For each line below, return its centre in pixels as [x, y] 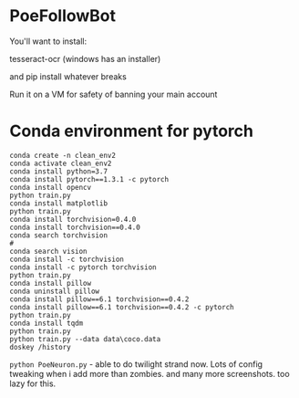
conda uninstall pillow [55, 291]
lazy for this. [33, 383]
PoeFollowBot [63, 16]
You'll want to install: [48, 41]
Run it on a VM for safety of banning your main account [113, 94]
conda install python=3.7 [58, 171]
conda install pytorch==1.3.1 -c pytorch [89, 179]
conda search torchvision [58, 235]
